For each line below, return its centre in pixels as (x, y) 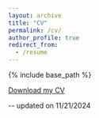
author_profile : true (44, 38)
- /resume (31, 52)
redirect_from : (33, 45)
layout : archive (35, 15)
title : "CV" (28, 23)
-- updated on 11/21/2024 (49, 105)
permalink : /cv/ (35, 30)
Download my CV (37, 90)
